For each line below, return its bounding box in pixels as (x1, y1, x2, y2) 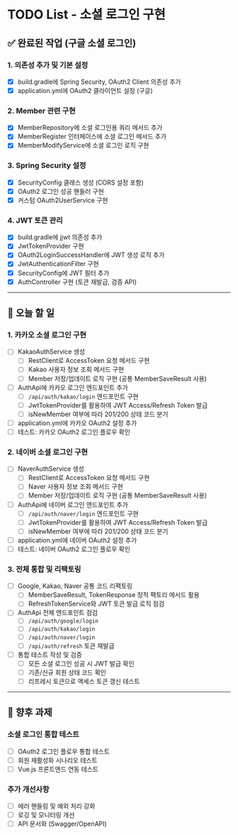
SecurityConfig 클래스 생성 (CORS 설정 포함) (17, 178, 144, 187)
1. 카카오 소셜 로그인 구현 (7, 329, 87, 339)
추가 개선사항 (7, 784, 50, 794)
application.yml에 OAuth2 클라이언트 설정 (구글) (17, 86, 154, 94)
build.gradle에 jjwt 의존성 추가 (17, 233, 103, 241)
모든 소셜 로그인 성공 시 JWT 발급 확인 (28, 659, 135, 667)
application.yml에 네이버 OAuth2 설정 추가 (17, 535, 137, 544)
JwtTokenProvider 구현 (17, 242, 84, 251)
